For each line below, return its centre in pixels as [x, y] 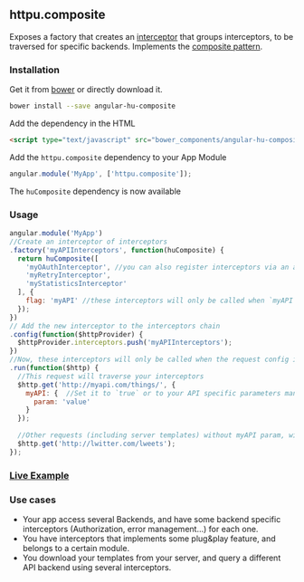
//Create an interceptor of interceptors [89, 242]
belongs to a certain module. [76, 548]
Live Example [39, 475]
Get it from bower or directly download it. [86, 90]
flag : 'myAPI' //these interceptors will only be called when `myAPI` [161, 301]
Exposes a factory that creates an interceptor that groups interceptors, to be [152, 36]
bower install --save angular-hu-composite [93, 106]
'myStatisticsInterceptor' [76, 284]
